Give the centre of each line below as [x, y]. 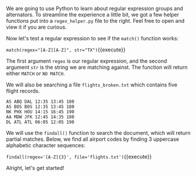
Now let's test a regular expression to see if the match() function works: [92, 38]
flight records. [23, 91]
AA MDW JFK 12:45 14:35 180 [40, 117]
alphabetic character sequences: [46, 145]
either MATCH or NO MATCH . [36, 73]
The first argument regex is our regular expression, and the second [87, 61]
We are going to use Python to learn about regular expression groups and [94, 8]
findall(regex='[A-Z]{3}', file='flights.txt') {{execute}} [79, 157]
